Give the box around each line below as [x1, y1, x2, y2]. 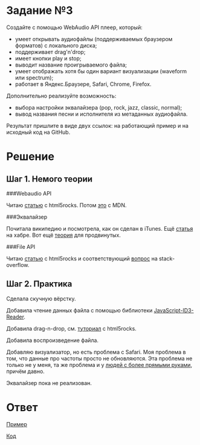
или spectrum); [15, 74, 54, 81]
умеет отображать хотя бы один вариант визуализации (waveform [15, 67, 187, 74]
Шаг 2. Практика [6, 279, 73, 289]
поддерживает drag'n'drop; [15, 48, 86, 55]
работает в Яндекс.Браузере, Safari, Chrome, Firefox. [15, 80, 152, 88]
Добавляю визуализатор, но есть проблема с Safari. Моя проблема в [6, 348, 186, 355]
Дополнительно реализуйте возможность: [6, 92, 117, 99]
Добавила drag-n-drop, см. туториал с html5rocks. [6, 325, 137, 332]
